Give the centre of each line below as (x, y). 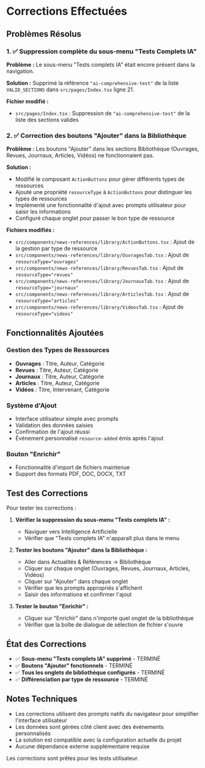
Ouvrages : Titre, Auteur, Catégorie (60, 363)
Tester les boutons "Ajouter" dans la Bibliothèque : (81, 550)
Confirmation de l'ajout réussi (52, 432)
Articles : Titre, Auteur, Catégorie (57, 383)
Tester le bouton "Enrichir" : (52, 606)
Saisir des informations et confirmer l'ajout (78, 595)
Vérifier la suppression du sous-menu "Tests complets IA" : (92, 520)
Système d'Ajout (32, 405)
